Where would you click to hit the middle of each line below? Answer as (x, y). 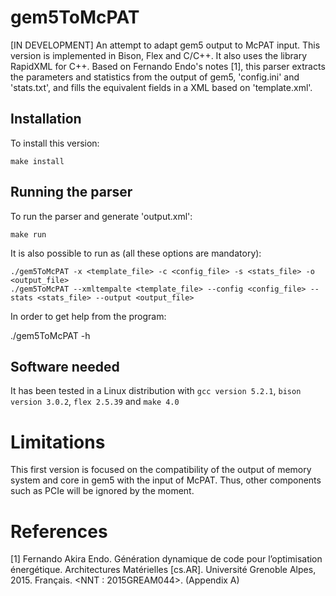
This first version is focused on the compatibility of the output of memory (161, 470)
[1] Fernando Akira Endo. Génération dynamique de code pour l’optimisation (166, 559)
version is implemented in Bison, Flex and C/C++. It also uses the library (159, 55)
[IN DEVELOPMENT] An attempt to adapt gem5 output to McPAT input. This (165, 45)
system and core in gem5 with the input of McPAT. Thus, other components (166, 480)
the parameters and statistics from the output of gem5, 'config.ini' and (155, 77)
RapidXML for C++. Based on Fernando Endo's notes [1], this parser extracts (168, 66)
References (59, 531)
